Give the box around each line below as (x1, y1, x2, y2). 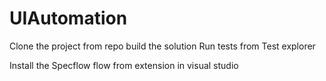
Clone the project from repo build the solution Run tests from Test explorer (9, 40, 316, 52)
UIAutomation (9, 7, 128, 30)
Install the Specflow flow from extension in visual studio (9, 59, 239, 71)
